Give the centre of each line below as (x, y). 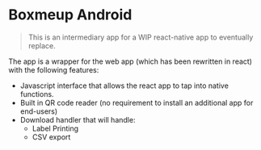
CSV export (51, 137)
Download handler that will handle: (78, 119)
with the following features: (54, 69)
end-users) (39, 111)
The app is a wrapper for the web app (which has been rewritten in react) (130, 61)
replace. (42, 45)
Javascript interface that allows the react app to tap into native (124, 85)
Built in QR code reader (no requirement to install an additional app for (137, 102)
